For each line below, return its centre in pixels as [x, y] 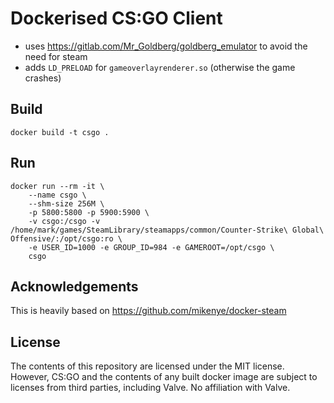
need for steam [56, 56]
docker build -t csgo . [60, 132]
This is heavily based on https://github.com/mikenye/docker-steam [148, 311]
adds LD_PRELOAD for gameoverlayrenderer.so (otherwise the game [160, 67]
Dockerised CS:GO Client [116, 18]
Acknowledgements [74, 286]
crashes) [43, 78]
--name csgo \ [57, 195]
